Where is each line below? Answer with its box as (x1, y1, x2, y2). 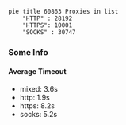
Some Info (8, 46, 49, 57)
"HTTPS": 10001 (22, 21, 73, 29)
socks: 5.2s (19, 110, 58, 119)
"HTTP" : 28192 (22, 14, 73, 22)
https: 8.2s (19, 101, 55, 111)
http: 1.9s (19, 92, 50, 103)
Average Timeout (8, 66, 67, 76)
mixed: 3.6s (19, 84, 58, 94)
